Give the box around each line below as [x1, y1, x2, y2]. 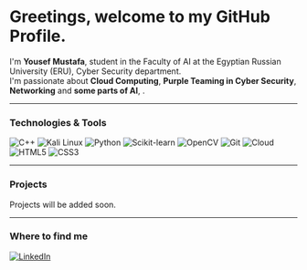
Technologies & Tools [9, 116, 107, 129]
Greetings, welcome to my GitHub [9, 6, 271, 27]
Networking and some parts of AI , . [9, 85, 145, 96]
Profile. [9, 26, 67, 47]
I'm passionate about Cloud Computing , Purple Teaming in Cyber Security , [9, 75, 297, 86]
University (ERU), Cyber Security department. [9, 66, 182, 77]
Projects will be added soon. [9, 199, 117, 210]
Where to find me [9, 230, 89, 243]
